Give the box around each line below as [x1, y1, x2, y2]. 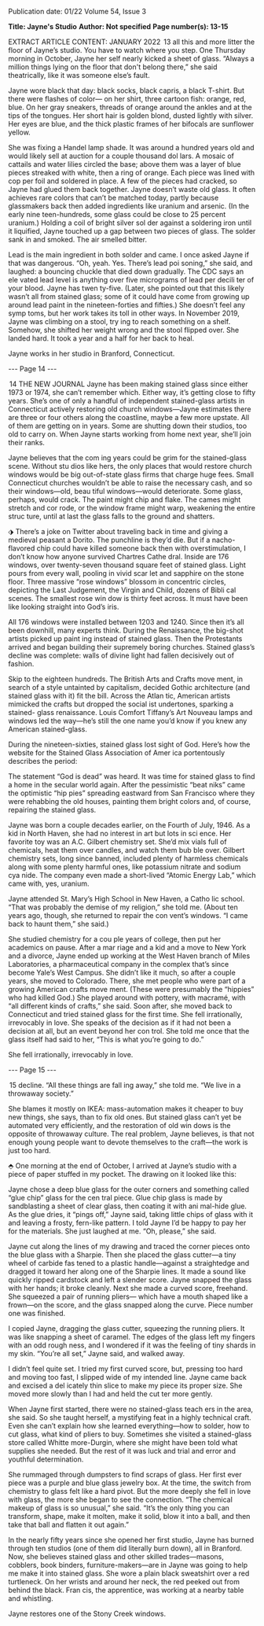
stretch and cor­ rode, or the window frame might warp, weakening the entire [8, 503, 255, 512]
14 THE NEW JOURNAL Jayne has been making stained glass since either [9, 379, 249, 389]
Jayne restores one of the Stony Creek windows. [8, 1609, 167, 1618]
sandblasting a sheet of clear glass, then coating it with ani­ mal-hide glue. [8, 1201, 247, 1211]
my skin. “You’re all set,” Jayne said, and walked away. [8, 1349, 185, 1358]
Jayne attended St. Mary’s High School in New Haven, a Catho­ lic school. [8, 894, 245, 903]
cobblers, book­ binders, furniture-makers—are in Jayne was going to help [8, 1561, 248, 1569]
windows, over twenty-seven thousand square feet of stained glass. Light [8, 560, 246, 570]
